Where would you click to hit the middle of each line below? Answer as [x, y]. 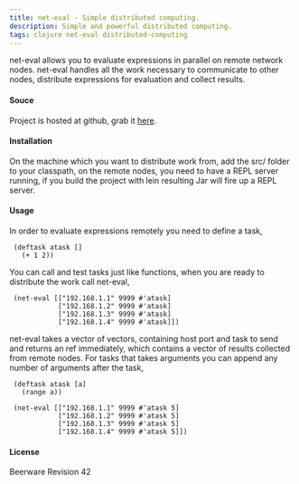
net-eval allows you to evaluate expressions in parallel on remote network [146, 61]
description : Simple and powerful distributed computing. [121, 26]
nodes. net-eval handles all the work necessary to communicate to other [145, 70]
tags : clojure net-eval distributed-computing [98, 34]
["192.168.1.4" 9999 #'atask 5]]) [122, 432]
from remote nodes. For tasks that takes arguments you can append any [144, 357]
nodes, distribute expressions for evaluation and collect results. [127, 80]
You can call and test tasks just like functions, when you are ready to [137, 271]
